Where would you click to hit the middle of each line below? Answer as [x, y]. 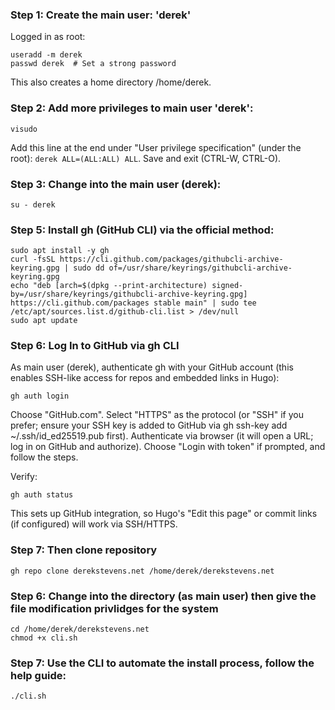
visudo [24, 129]
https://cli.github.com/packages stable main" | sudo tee [133, 303]
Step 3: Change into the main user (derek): [116, 184]
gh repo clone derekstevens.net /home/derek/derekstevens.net [142, 571]
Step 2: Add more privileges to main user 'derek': [132, 108]
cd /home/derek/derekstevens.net [80, 629]
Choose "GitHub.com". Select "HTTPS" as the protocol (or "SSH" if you [157, 415]
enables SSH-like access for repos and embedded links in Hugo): [145, 378]
